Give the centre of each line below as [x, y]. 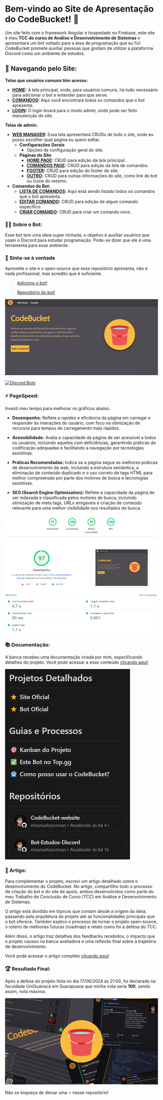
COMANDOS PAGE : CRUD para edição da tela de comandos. [88, 165]
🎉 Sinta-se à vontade [30, 258]
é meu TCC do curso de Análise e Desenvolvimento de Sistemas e [73, 38]
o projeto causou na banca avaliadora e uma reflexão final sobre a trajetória [81, 941]
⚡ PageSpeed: [22, 396]
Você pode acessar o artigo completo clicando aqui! [57, 956]
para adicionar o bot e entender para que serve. [60, 95]
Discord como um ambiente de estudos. [45, 53]
